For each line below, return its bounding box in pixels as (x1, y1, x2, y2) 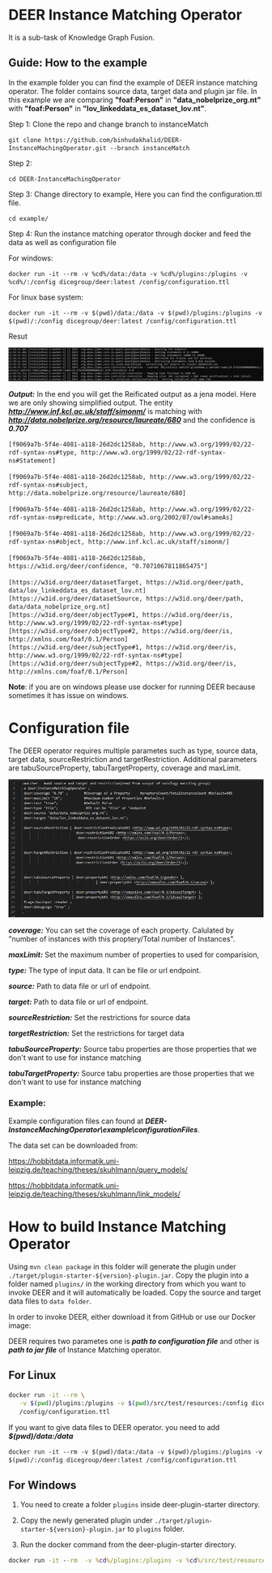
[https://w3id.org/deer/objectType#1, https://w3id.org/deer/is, (8, 610, 233, 618)
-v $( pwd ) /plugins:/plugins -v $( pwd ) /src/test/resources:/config (19, 1399, 249, 1407)
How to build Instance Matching (8, 1217, 227, 1235)
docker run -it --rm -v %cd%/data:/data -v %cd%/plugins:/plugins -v (8, 269, 249, 278)
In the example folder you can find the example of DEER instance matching (8, 77, 257, 87)
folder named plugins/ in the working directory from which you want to (8, 1278, 246, 1288)
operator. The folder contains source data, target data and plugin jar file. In (8, 86, 257, 96)
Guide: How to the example (8, 56, 148, 70)
